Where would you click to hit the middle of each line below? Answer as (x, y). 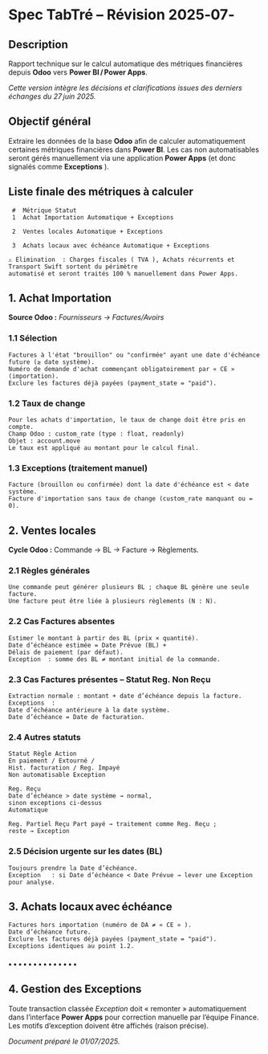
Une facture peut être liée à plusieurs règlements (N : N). (113, 601)
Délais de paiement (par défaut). (66, 652)
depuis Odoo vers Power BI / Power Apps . (78, 72)
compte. (21, 427)
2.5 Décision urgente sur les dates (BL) (85, 852)
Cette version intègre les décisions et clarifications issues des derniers (125, 88)
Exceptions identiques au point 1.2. (71, 946)
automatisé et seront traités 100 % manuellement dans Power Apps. (124, 274)
